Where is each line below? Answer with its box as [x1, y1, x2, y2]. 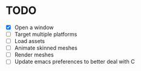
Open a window [14, 24, 54, 31]
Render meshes [14, 51, 54, 58]
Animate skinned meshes [14, 44, 78, 52]
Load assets [14, 38, 45, 45]
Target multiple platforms [14, 31, 77, 38]
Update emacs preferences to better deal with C [14, 58, 135, 66]
